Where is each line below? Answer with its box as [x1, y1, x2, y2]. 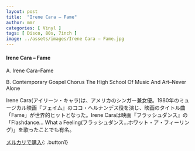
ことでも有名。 [39, 126, 75, 133]
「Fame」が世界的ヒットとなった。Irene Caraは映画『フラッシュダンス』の [6, 112, 189, 119]
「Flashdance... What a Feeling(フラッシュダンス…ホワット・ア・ [6, 119, 164, 126]
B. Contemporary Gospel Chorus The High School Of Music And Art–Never [6, 79, 186, 86]
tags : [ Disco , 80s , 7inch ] [6, 31, 77, 36]
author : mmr [6, 19, 35, 25]
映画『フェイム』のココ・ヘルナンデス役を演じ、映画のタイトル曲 [26, 104, 186, 112]
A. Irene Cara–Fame [6, 67, 54, 74]
